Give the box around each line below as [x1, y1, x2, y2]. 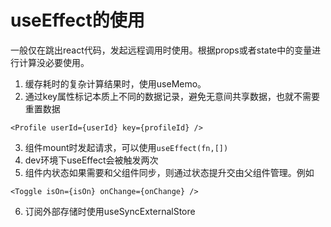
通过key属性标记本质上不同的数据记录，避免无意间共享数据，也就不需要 [24, 90, 320, 102]
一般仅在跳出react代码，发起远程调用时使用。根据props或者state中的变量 [10, 44, 313, 56]
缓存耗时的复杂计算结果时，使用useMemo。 [24, 77, 207, 90]
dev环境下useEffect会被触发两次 [24, 154, 159, 166]
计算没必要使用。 [18, 56, 90, 68]
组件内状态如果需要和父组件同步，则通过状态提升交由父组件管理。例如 [24, 166, 315, 178]
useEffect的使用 [10, 9, 145, 32]
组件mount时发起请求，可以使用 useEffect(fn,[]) [24, 141, 229, 153]
